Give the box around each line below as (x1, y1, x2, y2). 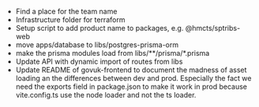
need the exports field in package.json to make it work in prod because (15, 82, 247, 91)
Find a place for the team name (15, 7, 118, 16)
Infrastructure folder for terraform (15, 15, 126, 24)
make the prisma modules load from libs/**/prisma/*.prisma (15, 49, 210, 57)
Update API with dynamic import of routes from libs (15, 57, 183, 66)
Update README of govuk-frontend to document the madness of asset (15, 65, 247, 74)
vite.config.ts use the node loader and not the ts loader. (15, 90, 197, 99)
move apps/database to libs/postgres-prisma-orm (15, 40, 179, 50)
